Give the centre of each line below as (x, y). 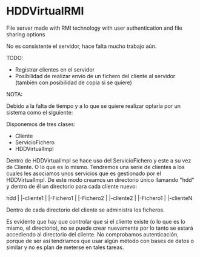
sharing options (26, 34)
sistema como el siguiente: (40, 112)
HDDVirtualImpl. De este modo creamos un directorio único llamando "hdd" (101, 179)
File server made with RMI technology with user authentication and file (95, 28)
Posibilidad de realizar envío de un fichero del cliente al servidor (95, 76)
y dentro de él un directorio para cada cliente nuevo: (72, 186)
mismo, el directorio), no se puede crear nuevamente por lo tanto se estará (100, 228)
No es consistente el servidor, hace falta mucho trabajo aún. (82, 46)
